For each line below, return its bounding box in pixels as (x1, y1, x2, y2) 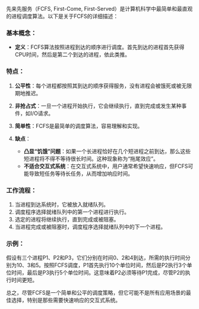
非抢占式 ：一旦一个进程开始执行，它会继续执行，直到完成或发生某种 (14, 102, 182, 109)
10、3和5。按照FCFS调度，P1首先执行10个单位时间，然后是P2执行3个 (16, 261, 187, 269)
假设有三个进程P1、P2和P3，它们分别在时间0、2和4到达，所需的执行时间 (6, 254, 186, 261)
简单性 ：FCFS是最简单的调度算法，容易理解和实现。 (14, 122, 143, 129)
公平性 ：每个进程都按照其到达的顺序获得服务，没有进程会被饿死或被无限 (14, 82, 192, 89)
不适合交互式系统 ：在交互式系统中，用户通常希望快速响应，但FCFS (23, 163, 188, 170)
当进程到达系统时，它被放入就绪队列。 (14, 201, 109, 208)
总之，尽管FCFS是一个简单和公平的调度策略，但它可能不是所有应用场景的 (6, 289, 186, 296)
